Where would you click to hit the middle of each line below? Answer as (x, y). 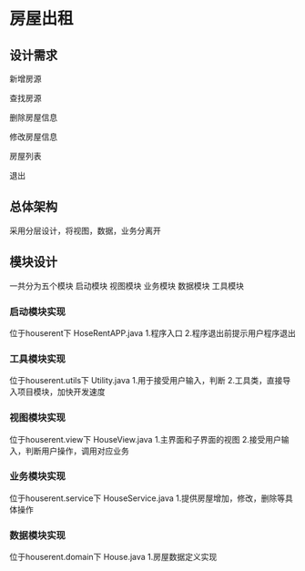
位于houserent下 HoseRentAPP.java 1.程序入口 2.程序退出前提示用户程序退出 (152, 332)
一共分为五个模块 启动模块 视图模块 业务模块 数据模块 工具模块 (127, 285)
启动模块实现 (38, 311)
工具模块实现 (38, 359)
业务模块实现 (38, 476)
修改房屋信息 (33, 137)
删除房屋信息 (33, 117)
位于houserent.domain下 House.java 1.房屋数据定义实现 (113, 557)
